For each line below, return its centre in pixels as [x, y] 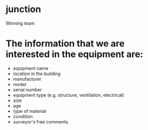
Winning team [20, 23]
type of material [30, 111]
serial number [28, 90]
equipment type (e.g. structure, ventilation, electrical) [68, 95]
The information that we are [65, 44]
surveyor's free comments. [41, 121]
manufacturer [27, 79]
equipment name [31, 68]
